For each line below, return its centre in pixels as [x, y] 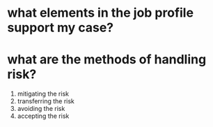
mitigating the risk [43, 94]
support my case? [61, 28]
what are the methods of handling [107, 60]
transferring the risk [46, 101]
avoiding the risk [41, 109]
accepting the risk [43, 116]
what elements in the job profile [100, 13]
